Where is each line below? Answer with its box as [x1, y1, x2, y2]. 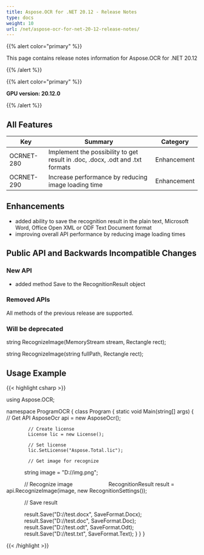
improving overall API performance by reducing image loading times [15, 230, 186, 238]
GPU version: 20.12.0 [6, 90, 61, 98]
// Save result [24, 498, 58, 506]
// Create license [28, 426, 75, 432]
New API [6, 267, 32, 275]
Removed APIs [6, 295, 50, 304]
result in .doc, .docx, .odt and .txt [48, 156, 142, 164]
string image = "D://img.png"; [24, 468, 98, 476]
